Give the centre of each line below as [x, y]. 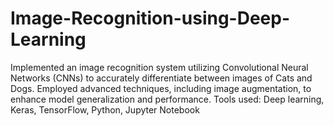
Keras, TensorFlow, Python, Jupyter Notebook [105, 109]
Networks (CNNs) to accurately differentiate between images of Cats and [161, 78]
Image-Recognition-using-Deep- [150, 18]
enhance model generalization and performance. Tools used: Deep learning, [167, 99]
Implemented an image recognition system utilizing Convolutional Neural [159, 67]
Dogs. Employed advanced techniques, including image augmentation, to [161, 88]
